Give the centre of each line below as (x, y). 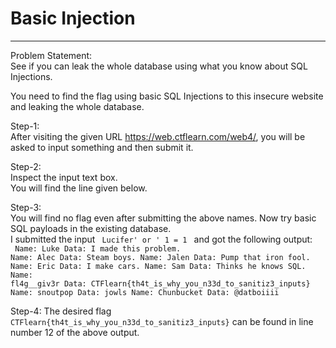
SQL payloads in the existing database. (91, 228)
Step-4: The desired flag (61, 311)
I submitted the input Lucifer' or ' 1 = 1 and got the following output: (161, 239)
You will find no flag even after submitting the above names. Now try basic (163, 218)
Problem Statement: (51, 55)
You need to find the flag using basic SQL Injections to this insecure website (167, 96)
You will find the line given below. (79, 188)
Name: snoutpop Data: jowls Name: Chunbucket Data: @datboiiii (145, 292)
